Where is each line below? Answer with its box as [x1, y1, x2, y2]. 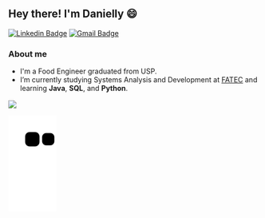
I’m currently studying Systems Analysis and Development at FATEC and [19, 75, 258, 85]
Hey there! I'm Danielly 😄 [8, 7, 138, 21]
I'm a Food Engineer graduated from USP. [19, 66, 157, 76]
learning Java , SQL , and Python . [19, 84, 129, 93]
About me [8, 48, 48, 59]
